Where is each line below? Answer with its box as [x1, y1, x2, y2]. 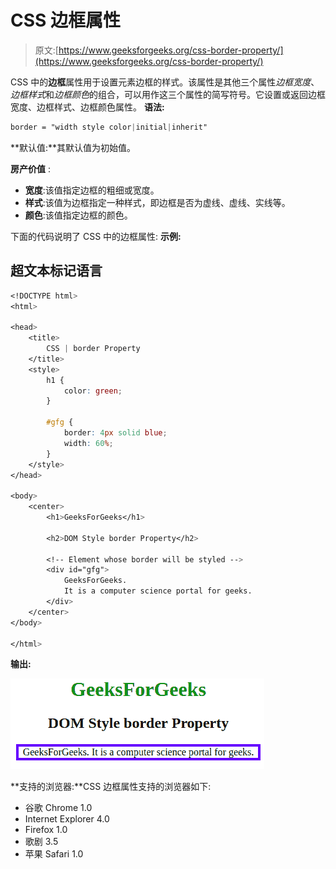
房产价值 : [10, 162, 51, 175]
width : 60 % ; [63, 438, 114, 448]
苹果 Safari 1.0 [24, 848, 84, 860]
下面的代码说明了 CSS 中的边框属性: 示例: [10, 230, 182, 242]
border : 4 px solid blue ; [63, 428, 168, 438]
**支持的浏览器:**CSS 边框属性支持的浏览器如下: [10, 781, 212, 793]
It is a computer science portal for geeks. [63, 586, 253, 596]
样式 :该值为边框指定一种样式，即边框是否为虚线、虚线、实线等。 [24, 196, 291, 208]
